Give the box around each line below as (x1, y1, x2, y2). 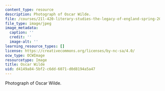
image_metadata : (5, 26, 38, 30)
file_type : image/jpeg (5, 21, 52, 26)
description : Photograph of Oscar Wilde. (5, 12, 91, 17)
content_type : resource (5, 7, 54, 12)
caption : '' (9, 30, 34, 35)
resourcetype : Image (5, 58, 48, 62)
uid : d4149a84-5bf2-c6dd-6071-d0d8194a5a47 (5, 67, 96, 72)
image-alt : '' (9, 39, 38, 44)
